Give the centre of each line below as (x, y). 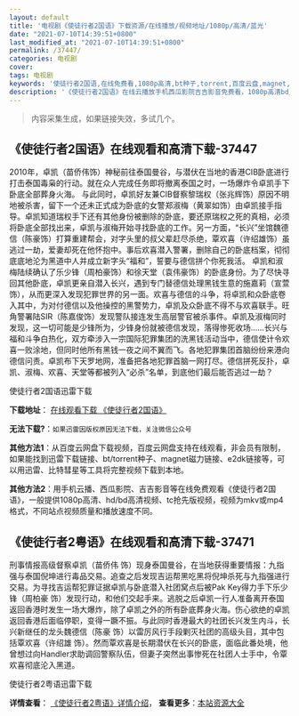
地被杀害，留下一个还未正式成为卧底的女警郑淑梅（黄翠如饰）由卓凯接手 (141, 205)
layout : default (39, 17)
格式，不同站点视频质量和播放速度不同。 (83, 511)
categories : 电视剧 (43, 59)
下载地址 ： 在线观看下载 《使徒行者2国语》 (88, 410)
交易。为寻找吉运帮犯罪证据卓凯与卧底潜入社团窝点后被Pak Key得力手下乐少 (149, 587)
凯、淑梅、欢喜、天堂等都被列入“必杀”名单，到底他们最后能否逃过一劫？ (141, 372)
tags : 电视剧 (31, 76)
